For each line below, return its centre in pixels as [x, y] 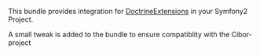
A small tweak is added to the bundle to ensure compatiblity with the [119, 34]
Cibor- [242, 34]
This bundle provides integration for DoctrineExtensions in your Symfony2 [128, 11]
